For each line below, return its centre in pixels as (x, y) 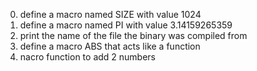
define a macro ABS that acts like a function (110, 46)
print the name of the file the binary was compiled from (133, 35)
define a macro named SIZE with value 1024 (110, 14)
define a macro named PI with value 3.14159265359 (126, 25)
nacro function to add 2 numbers (88, 57)
